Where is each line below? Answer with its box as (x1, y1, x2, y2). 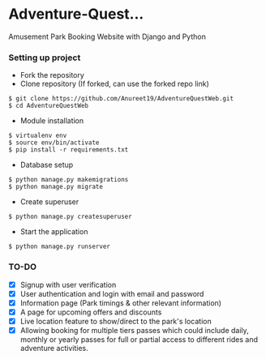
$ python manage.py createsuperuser (8, 212, 132, 221)
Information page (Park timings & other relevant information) (19, 297, 221, 308)
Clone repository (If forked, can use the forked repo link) (19, 79, 209, 89)
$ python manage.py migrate (8, 183, 104, 191)
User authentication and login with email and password (19, 288, 204, 298)
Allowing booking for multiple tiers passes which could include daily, (19, 325, 249, 335)
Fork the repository (19, 71, 85, 80)
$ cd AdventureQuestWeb (8, 102, 89, 110)
